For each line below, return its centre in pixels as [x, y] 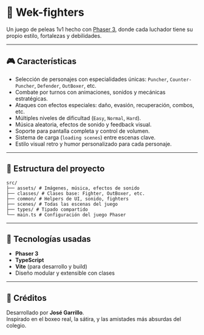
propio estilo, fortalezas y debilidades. [54, 35]
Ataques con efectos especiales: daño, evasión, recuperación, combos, [104, 105]
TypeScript [29, 260]
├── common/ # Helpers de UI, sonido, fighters [68, 199]
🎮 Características [42, 61]
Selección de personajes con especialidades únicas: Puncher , [92, 79]
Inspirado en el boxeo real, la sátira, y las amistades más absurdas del [94, 319]
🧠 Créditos [26, 298]
